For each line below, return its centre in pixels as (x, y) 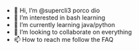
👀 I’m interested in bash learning (59, 18)
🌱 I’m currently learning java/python (64, 25)
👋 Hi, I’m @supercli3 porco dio (57, 10)
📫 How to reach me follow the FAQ (63, 40)
